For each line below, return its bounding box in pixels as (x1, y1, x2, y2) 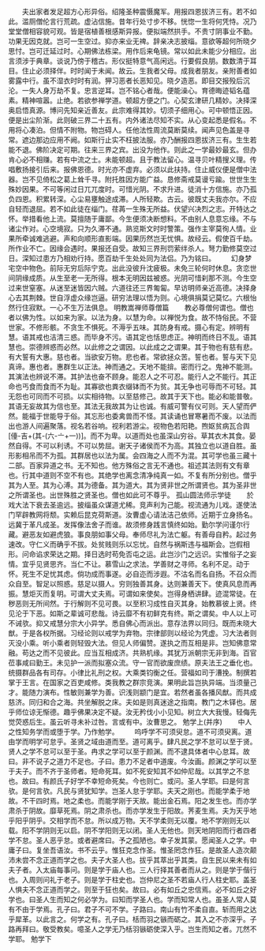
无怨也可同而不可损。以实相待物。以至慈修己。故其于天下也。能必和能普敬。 (8, 391, 257, 401)
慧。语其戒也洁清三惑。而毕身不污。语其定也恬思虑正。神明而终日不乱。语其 (8, 332, 257, 342)
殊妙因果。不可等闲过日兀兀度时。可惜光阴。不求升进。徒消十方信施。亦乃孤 (8, 185, 257, 193)
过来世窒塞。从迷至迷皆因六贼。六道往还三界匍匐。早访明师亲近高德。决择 (8, 283, 250, 292)
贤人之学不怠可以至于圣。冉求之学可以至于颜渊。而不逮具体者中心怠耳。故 (8, 747, 250, 756)
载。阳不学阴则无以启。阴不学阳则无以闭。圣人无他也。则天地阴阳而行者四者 (8, 826, 257, 835)
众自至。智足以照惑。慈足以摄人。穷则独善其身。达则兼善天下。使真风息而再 (8, 579, 257, 588)
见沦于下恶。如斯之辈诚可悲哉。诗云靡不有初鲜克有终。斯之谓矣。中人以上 (8, 608, 250, 618)
